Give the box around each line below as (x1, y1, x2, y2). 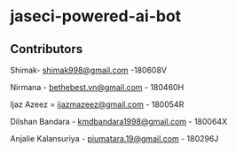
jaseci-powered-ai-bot (10, 6, 182, 27)
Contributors (10, 42, 83, 57)
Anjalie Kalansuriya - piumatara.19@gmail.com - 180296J (10, 134, 219, 143)
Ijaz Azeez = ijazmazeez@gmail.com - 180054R (10, 99, 185, 110)
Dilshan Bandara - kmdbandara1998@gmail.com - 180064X (10, 117, 228, 126)
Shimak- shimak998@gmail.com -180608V (10, 65, 168, 75)
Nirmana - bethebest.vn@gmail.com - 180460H (10, 82, 185, 92)
